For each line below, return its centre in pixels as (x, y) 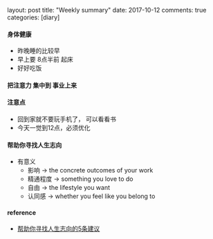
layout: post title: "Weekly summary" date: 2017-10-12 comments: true (107, 10)
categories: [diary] (34, 17)
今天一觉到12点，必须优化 (54, 128)
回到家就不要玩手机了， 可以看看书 (66, 119)
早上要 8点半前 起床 (45, 60)
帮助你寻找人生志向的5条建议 (58, 229)
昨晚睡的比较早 (38, 51)
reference (22, 212)
